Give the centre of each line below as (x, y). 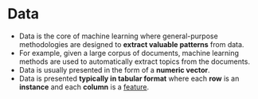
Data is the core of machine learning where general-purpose (118, 36)
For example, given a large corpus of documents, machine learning (129, 53)
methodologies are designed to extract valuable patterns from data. (131, 44)
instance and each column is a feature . (84, 87)
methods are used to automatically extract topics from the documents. (134, 61)
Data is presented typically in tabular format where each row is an (129, 78)
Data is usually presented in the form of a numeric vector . (114, 69)
